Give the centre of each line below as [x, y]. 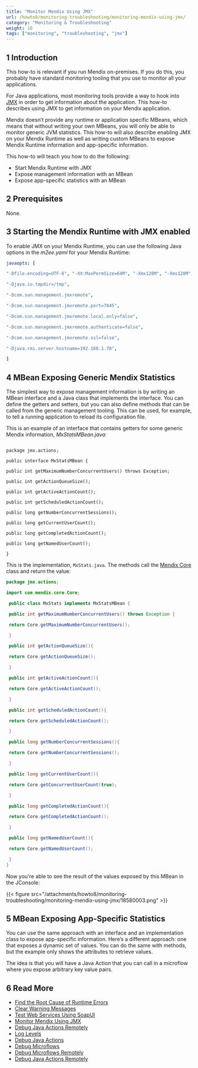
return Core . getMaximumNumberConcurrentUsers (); [70, 625]
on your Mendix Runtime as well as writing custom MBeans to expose [90, 138]
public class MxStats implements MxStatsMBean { [70, 603]
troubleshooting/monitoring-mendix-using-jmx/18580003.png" [82, 900]
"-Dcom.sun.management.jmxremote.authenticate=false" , [75, 327]
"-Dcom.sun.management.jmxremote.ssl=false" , [63, 337]
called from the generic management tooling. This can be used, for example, [99, 411]
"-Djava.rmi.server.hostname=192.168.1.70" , [62, 348]
